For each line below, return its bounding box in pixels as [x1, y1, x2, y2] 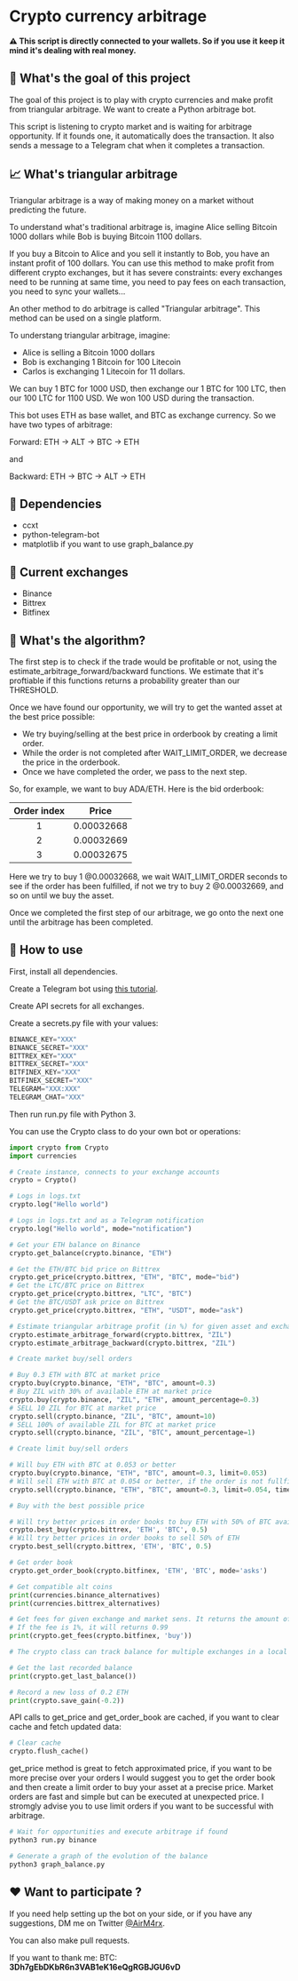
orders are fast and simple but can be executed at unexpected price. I [9, 1792, 264, 1802]
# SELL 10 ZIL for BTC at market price [9, 1404, 157, 1412]
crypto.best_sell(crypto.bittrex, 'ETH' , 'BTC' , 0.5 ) [9, 1542, 213, 1551]
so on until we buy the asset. [9, 890, 114, 901]
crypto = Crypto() [9, 1175, 77, 1185]
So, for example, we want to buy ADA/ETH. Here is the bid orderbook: [9, 784, 264, 794]
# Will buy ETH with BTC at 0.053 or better [9, 1460, 176, 1469]
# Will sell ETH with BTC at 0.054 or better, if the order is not [9, 1476, 264, 1485]
